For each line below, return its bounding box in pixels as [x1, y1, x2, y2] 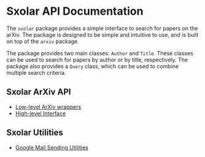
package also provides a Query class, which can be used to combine [6, 63, 179, 70]
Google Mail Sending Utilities [15, 144, 89, 151]
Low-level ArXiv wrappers [15, 103, 82, 110]
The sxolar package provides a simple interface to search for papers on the [6, 25, 198, 32]
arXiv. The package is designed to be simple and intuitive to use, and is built [6, 31, 199, 38]
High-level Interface [15, 109, 66, 117]
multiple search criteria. [6, 69, 66, 76]
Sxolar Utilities [6, 128, 63, 138]
